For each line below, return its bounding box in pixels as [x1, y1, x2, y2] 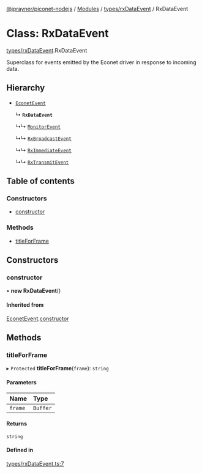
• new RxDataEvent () [6, 287, 61, 295]
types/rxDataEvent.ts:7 [6, 460, 64, 467]
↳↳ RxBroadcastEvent [15, 134, 72, 142]
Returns [6, 420, 28, 427]
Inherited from [6, 301, 44, 309]
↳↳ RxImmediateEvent [15, 146, 72, 153]
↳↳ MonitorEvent [15, 122, 61, 130]
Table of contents [6, 176, 75, 186]
